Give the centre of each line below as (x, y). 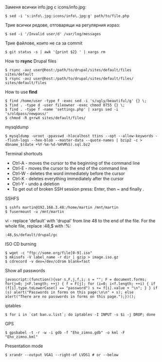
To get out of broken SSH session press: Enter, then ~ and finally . (78, 189)
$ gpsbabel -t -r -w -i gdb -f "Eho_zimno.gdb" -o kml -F (65, 333)
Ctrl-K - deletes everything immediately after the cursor (68, 179)
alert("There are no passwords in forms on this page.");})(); (71, 297)
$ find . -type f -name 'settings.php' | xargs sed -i (62, 109)
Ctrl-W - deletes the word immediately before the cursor (69, 173)
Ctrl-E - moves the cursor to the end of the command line (70, 168)
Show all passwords (25, 270)
